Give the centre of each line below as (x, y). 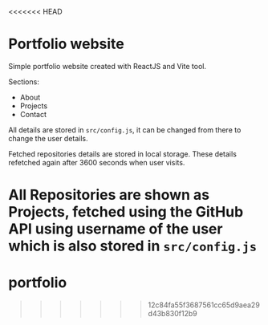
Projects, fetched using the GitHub (126, 212)
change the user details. (48, 138)
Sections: (24, 81)
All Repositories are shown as (109, 195)
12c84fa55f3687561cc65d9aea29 (204, 305)
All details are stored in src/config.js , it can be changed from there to (125, 130)
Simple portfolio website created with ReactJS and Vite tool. (108, 66)
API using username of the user (116, 229)
